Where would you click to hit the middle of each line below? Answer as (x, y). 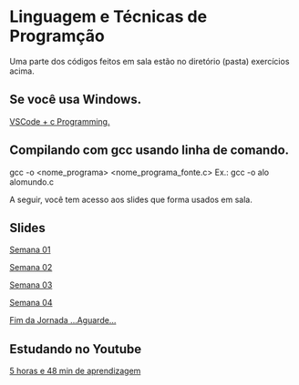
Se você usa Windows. (76, 100)
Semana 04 (31, 303)
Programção (57, 36)
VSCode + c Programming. (60, 121)
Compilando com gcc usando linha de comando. (149, 151)
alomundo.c (32, 182)
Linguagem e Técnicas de (108, 17)
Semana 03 (31, 285)
